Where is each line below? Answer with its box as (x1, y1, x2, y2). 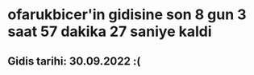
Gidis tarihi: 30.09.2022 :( (7, 54, 141, 68)
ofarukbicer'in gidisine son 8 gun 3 (7, 6, 247, 24)
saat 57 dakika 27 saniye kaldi (7, 22, 212, 41)
